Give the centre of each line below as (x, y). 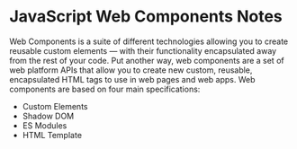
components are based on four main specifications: (105, 89)
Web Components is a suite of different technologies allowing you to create (149, 41)
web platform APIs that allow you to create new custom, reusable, (131, 70)
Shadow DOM (48, 116)
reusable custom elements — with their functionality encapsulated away (143, 50)
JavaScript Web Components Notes (146, 17)
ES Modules (45, 125)
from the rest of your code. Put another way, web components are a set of (147, 60)
